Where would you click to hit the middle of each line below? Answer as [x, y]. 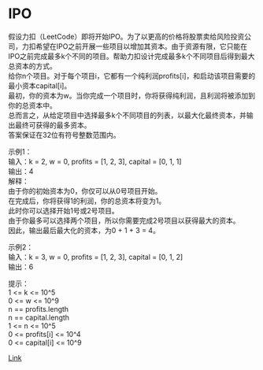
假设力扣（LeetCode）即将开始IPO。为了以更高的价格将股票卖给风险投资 [126, 36]
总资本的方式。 [32, 66]
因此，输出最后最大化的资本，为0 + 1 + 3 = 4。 [84, 230]
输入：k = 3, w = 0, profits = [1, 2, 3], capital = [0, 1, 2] [96, 257]
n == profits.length [39, 309]
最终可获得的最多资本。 [53, 125]
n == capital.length [39, 317]
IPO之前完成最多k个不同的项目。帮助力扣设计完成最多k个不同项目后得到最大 [131, 56]
